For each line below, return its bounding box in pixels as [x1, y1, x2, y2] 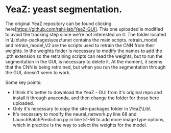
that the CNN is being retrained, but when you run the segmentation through [5, 64, 166, 70]
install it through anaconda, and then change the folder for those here [12, 95, 159, 101]
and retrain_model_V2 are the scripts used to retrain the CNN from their [5, 42, 156, 48]
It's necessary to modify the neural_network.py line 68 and [12, 111, 137, 117]
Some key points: [5, 79, 42, 85]
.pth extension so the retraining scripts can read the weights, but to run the [5, 53, 163, 59]
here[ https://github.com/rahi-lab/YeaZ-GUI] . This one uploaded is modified [5, 26, 163, 32]
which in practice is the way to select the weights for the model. [12, 122, 147, 128]
